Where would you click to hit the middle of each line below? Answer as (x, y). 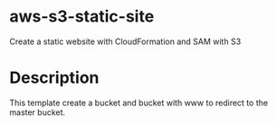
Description (54, 78)
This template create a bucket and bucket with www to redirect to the (139, 103)
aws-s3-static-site (82, 17)
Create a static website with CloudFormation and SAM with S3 (125, 41)
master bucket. (38, 112)
